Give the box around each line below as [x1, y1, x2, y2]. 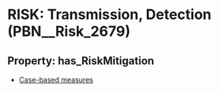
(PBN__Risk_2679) [7, 22, 131, 40]
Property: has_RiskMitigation [7, 54, 155, 67]
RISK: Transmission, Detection [7, 6, 212, 24]
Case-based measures [18, 75, 94, 84]
